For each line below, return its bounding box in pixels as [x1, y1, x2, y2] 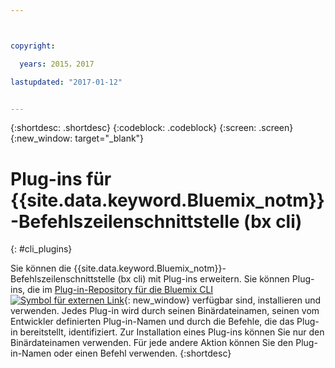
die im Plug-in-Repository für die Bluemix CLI [27, 284, 214, 296]
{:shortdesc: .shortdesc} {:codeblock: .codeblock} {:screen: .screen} [10, 122, 294, 134]
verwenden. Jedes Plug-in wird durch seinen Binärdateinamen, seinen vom [10, 305, 320, 317]
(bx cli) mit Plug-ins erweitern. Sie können [117, 273, 290, 285]
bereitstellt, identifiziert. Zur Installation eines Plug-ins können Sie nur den [19, 326, 325, 338]
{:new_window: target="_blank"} [10, 132, 145, 145]
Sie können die [10, 262, 72, 275]
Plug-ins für [10, 167, 112, 190]
